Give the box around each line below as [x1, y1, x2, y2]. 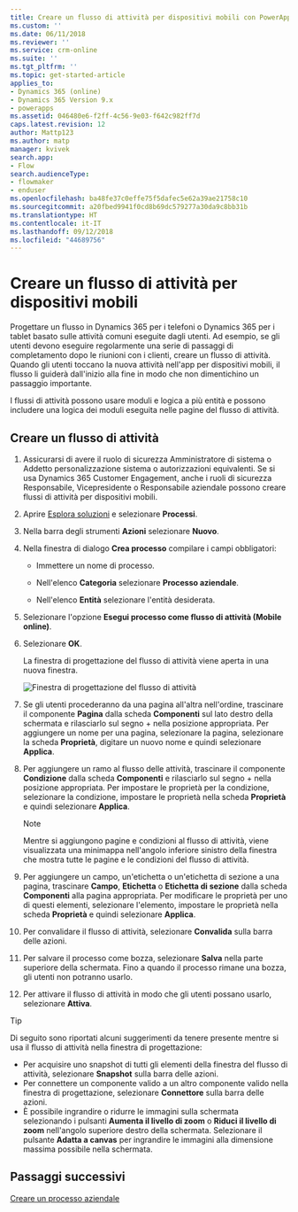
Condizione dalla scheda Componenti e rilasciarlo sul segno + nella [22, 773, 272, 783]
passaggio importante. [10, 378, 92, 389]
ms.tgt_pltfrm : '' [10, 63, 78, 72]
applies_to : [10, 79, 54, 88]
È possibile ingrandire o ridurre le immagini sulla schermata [22, 1107, 240, 1116]
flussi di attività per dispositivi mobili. [22, 492, 158, 501]
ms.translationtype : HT [10, 210, 98, 220]
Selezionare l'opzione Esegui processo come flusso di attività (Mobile [22, 612, 282, 622]
